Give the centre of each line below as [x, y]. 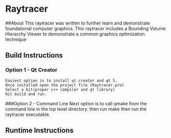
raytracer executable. [28, 114]
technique [16, 39]
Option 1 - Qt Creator [31, 70]
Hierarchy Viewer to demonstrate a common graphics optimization [75, 34]
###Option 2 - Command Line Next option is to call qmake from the [76, 103]
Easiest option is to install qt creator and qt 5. [61, 80]
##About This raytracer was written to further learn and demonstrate [78, 23]
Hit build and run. [26, 94]
